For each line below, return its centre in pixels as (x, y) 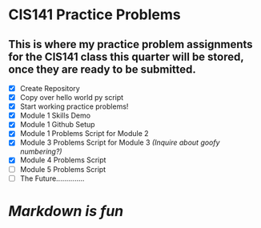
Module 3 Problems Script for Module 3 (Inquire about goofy (120, 142)
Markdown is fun (66, 211)
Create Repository (50, 88)
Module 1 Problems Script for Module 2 (84, 134)
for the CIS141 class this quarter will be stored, (126, 56)
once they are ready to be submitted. (102, 69)
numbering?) (41, 152)
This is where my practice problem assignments (131, 44)
